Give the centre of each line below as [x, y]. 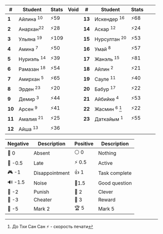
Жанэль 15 [107, 59]
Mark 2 [42, 209]
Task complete [115, 173]
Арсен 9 [28, 109]
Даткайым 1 [109, 119]
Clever [106, 192]
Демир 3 [29, 99]
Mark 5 [106, 209]
